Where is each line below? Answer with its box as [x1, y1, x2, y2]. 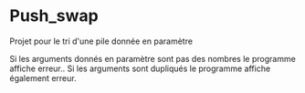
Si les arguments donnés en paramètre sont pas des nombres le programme [9, 53, 297, 64]
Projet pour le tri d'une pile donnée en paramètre [9, 36, 194, 46]
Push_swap [9, 5, 99, 26]
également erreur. [9, 72, 77, 83]
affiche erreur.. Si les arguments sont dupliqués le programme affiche [9, 63, 271, 74]
